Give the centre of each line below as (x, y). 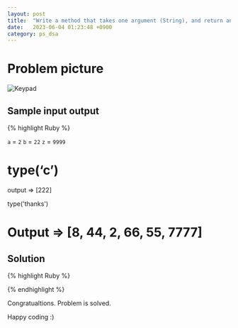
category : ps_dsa (33, 34)
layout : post (27, 14)
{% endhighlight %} (36, 289)
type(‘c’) (33, 170)
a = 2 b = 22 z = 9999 (36, 142)
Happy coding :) (31, 317)
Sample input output (53, 111)
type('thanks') (28, 204)
